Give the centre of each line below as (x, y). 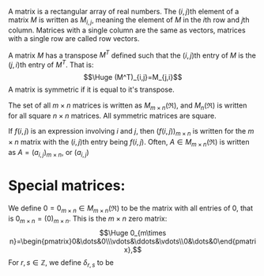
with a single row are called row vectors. (74, 38)
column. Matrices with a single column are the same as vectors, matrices (127, 30)
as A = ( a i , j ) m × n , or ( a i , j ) (49, 153)
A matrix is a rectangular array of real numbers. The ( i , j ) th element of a (124, 11)
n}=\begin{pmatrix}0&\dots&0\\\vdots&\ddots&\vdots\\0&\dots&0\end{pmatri (133, 241)
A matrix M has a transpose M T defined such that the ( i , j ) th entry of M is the (132, 55)
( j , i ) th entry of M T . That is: (51, 64)
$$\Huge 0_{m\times (133, 233)
